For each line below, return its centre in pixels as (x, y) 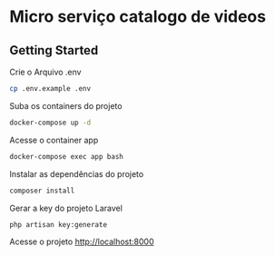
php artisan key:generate (58, 224)
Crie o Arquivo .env (45, 72)
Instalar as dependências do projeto (77, 173)
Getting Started (54, 50)
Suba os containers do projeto (66, 105)
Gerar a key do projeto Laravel (66, 208)
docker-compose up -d (50, 123)
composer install (42, 191)
